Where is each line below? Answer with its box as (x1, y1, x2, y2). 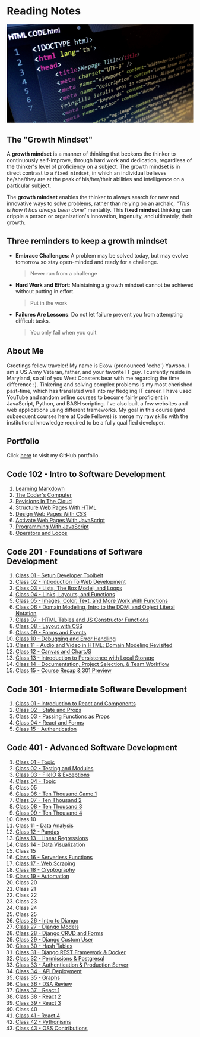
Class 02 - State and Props (15, 706, 82, 713)
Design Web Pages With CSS (15, 510, 87, 518)
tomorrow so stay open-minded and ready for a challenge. (15, 258, 159, 265)
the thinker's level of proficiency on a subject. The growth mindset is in (7, 163, 180, 171)
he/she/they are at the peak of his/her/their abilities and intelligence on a (7, 176, 185, 183)
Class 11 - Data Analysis (15, 822, 74, 829)
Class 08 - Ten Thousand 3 (15, 803, 82, 810)
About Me (7, 346, 44, 356)
